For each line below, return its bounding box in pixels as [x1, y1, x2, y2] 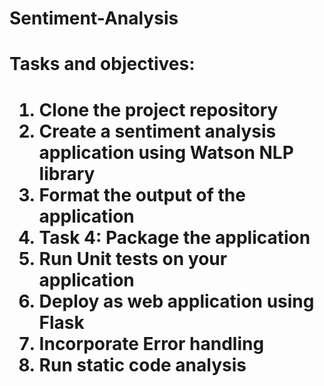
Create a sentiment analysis [38, 120, 277, 142]
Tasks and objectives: [9, 53, 196, 76]
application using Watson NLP [38, 141, 294, 164]
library [38, 162, 96, 185]
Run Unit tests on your [38, 247, 228, 270]
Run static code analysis [38, 353, 247, 376]
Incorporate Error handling [38, 332, 265, 355]
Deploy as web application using [38, 290, 315, 312]
